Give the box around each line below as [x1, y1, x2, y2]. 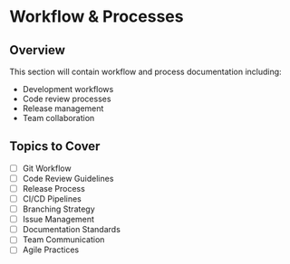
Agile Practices [22, 244, 80, 255]
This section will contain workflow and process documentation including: [9, 66, 283, 77]
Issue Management [22, 214, 95, 225]
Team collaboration [22, 113, 95, 123]
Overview [9, 42, 66, 58]
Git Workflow [22, 163, 72, 174]
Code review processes [22, 93, 111, 104]
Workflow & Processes [9, 6, 184, 27]
